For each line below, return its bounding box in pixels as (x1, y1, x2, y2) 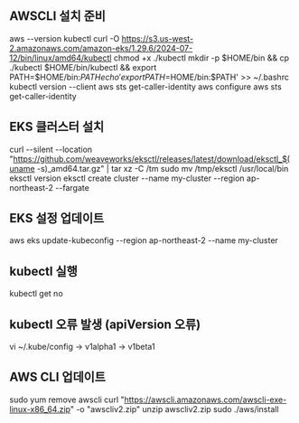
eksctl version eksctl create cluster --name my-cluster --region (9, 173, 246, 183)
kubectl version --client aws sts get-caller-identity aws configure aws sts (9, 80, 282, 92)
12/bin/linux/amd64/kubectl (9, 52, 112, 63)
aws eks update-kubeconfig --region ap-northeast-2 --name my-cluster (9, 235, 278, 246)
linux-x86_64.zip (9, 403, 70, 414)
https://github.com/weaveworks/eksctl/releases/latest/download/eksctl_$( (13, 153, 291, 164)
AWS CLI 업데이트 (9, 370, 107, 385)
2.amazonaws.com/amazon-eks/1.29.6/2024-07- (9, 42, 193, 53)
